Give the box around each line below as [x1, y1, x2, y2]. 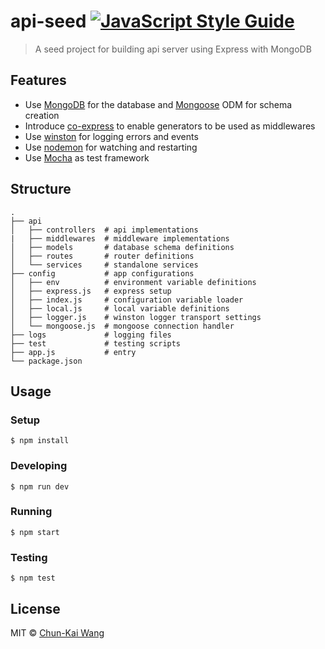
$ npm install [10, 436, 70, 446]
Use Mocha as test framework [24, 151, 150, 164]
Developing [10, 459, 68, 473]
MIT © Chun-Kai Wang [10, 626, 105, 639]
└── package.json [10, 356, 83, 366]
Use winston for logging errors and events [24, 130, 199, 142]
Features [10, 72, 67, 89]
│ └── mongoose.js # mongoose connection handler [10, 321, 235, 331]
